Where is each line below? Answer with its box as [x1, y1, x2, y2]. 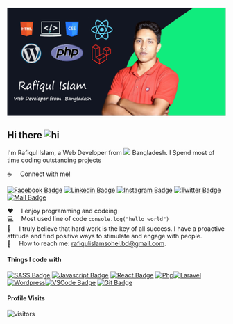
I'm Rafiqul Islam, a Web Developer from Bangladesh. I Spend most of [7, 149, 215, 157]
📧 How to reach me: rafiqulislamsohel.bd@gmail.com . [7, 239, 166, 248]
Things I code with [7, 255, 62, 264]
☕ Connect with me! [7, 170, 71, 178]
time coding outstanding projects [7, 156, 102, 164]
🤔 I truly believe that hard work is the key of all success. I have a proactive [7, 225, 225, 233]
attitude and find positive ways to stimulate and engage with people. [7, 232, 202, 241]
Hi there [7, 129, 43, 141]
